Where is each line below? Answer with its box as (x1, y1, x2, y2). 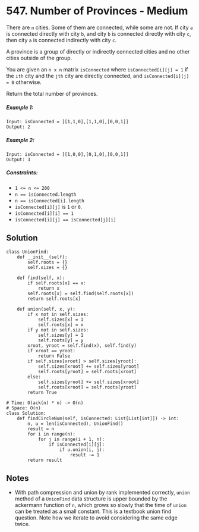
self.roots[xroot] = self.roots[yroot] (37, 384, 137, 390)
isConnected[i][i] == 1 (14, 210, 74, 217)
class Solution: (6, 410, 46, 416)
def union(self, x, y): (17, 306, 76, 312)
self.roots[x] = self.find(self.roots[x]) (27, 290, 134, 296)
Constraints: (6, 169, 38, 176)
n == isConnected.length (14, 192, 77, 198)
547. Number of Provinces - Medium (6, 4, 188, 18)
